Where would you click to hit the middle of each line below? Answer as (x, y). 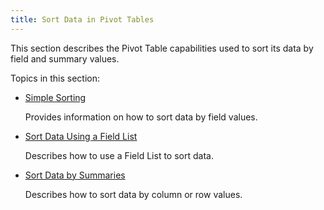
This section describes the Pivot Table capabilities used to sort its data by (162, 48)
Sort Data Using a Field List (81, 136)
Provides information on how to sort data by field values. (141, 117)
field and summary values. (65, 58)
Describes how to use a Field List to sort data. (119, 155)
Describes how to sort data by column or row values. (133, 194)
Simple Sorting (55, 97)
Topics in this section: (55, 78)
